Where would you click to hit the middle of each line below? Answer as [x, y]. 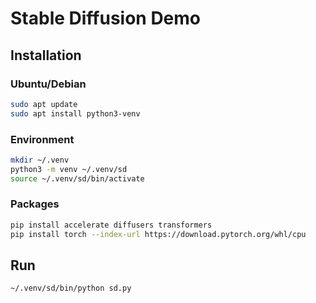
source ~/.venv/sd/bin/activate [77, 178]
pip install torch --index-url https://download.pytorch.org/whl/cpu [158, 234]
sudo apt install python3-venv [75, 113]
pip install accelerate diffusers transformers [111, 225]
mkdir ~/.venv [40, 160]
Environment [42, 139]
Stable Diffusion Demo [106, 18]
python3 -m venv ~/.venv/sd [69, 169]
